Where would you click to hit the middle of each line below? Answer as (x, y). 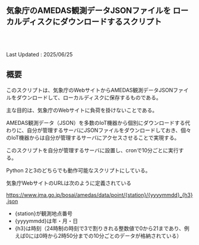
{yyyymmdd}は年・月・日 (46, 221)
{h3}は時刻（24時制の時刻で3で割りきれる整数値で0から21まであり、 (99, 228)
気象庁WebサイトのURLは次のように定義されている (69, 183)
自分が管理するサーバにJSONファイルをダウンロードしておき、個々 (109, 130)
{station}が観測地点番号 (44, 213)
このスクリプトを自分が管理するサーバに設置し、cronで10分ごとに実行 (93, 150)
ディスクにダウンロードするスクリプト (92, 22)
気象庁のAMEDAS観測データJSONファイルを (89, 11)
